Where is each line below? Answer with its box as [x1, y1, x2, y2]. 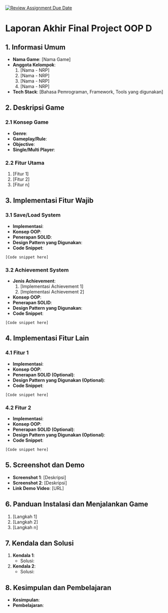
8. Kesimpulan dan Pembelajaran [5, 583, 112, 592]
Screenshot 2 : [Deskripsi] [12, 480, 68, 486]
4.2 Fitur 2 [5, 404, 31, 411]
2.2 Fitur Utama [5, 159, 45, 166]
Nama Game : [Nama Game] [12, 56, 71, 62]
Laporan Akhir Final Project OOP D [5, 23, 152, 34]
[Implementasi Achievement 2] [20, 288, 85, 295]
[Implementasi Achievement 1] [20, 283, 84, 289]
